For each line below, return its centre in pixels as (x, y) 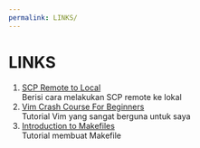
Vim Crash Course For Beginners (83, 106)
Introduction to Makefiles (68, 125)
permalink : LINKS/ (43, 18)
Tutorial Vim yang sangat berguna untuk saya (106, 116)
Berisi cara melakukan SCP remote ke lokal (101, 97)
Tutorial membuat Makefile (71, 135)
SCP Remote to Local (61, 88)
